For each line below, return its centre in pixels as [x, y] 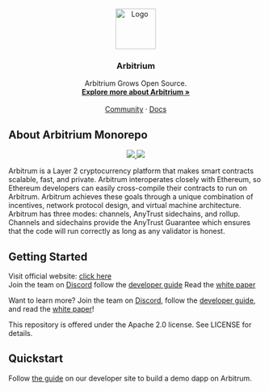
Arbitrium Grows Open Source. [136, 83]
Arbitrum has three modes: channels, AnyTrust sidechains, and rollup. [124, 214]
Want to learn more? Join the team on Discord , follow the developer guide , [132, 300]
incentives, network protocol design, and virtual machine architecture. [125, 206]
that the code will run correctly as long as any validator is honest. [117, 232]
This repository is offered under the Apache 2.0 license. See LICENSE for [130, 325]
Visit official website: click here [60, 276]
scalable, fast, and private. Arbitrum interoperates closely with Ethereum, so [134, 180]
